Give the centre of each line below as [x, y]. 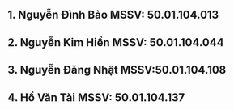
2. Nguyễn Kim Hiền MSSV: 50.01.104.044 [116, 42]
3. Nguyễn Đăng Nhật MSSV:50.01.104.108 [117, 70]
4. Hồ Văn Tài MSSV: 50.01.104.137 [96, 97]
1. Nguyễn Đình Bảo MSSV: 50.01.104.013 [113, 15]
